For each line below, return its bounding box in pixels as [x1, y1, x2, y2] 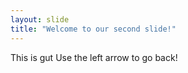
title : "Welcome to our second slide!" [10, 24, 177, 34]
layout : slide [10, 14, 70, 25]
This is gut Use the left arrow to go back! [10, 51, 178, 63]
